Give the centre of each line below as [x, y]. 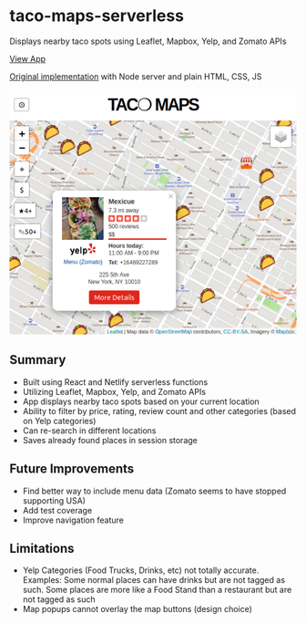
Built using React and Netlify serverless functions [115, 382]
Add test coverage [57, 510]
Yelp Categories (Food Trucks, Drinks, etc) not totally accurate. [141, 570]
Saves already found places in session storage [110, 440]
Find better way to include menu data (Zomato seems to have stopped [154, 491]
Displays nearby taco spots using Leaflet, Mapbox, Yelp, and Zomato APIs [148, 41]
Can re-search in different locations [89, 431]
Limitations [42, 549]
